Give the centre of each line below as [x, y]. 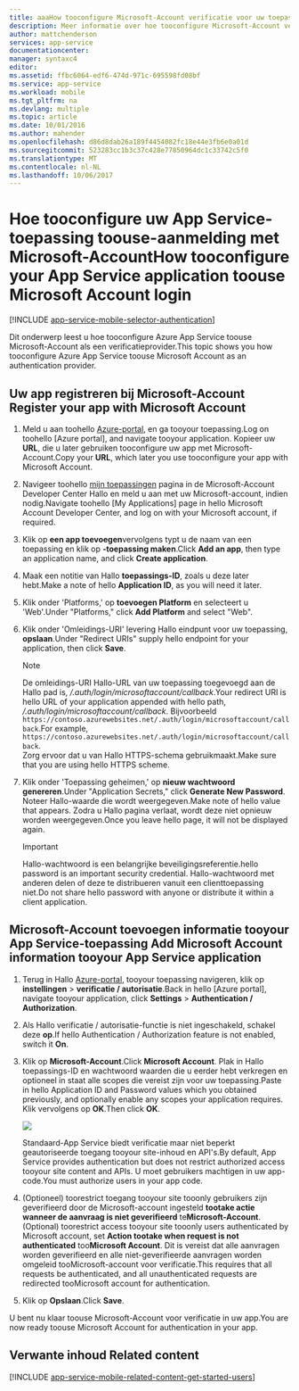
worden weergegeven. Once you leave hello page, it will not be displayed [155, 820]
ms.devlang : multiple [49, 109]
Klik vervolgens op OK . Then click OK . [91, 1108]
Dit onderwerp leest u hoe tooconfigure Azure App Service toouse [130, 337]
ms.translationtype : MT [53, 158]
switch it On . [45, 1044]
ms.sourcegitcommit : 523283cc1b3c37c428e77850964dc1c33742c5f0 [129, 150]
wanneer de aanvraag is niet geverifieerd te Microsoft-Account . [141, 1217]
